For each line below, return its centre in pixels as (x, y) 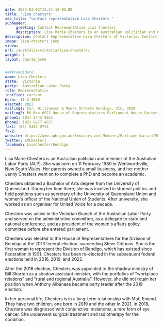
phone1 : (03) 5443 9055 (29, 118)
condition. (15, 320)
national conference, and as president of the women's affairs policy (73, 224)
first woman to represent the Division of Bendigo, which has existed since (79, 249)
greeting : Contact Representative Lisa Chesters (66, 28)
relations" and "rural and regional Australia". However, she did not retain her (81, 279)
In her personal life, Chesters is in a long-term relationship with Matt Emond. (81, 299)
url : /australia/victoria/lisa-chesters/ (48, 50)
